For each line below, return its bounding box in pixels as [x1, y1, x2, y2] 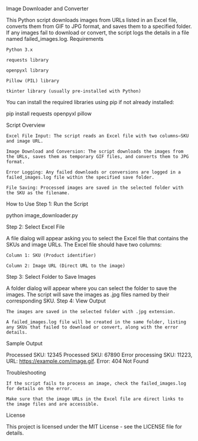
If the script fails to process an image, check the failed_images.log [6, 381, 186, 387]
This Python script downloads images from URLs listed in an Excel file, [6, 17, 178, 23]
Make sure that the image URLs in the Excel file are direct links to [6, 396, 184, 402]
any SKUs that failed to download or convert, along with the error [6, 324, 178, 330]
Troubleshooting [6, 369, 46, 376]
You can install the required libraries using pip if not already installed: [6, 99, 174, 105]
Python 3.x [6, 47, 33, 53]
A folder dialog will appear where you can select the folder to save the [6, 285, 177, 292]
